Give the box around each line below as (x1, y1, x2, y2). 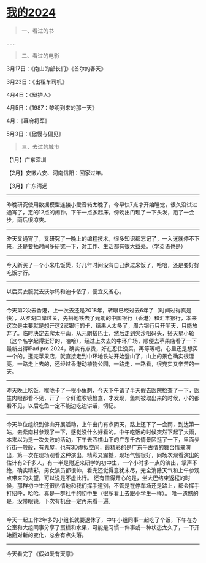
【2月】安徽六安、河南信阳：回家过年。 (6, 169, 107, 176)
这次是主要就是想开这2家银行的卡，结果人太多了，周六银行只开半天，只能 (6, 322, 193, 329)
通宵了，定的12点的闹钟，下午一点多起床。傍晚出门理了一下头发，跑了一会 (6, 208, 195, 216)
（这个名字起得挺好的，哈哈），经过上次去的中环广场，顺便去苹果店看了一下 (6, 337, 197, 344)
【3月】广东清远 (6, 182, 48, 189)
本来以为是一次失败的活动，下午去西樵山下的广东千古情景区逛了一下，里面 (6, 436, 194, 443)
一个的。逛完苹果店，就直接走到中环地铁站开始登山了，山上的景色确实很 (6, 352, 189, 360)
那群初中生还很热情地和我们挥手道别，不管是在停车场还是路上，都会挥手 (17, 482, 200, 489)
